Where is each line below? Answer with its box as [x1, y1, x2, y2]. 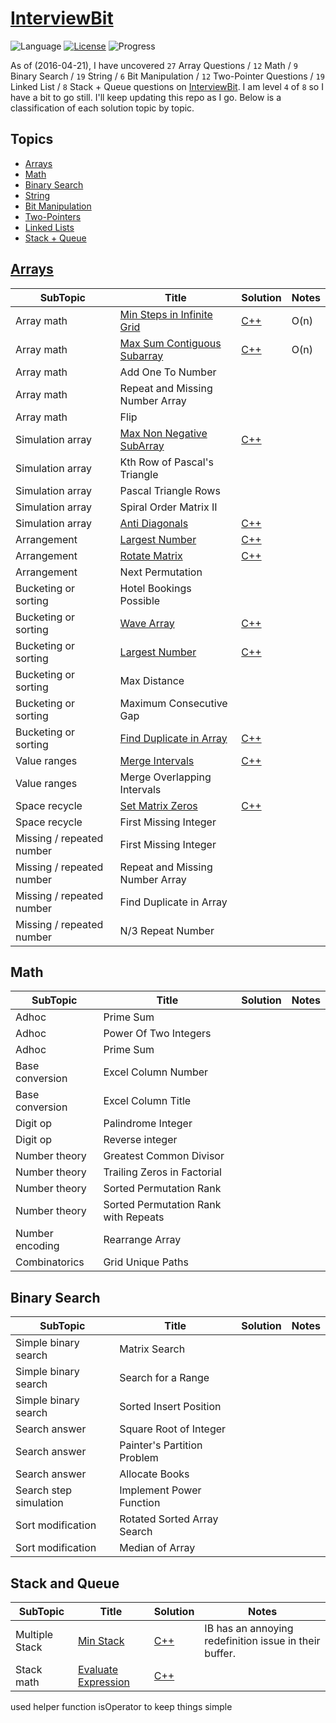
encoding [15, 1239, 60, 1253]
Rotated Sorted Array [119, 1512, 219, 1526]
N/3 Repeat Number [119, 923, 215, 937]
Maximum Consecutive [119, 696, 228, 710]
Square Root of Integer [119, 1422, 227, 1436]
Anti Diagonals [119, 516, 189, 530]
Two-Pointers [24, 210, 82, 222]
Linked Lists [24, 221, 75, 233]
